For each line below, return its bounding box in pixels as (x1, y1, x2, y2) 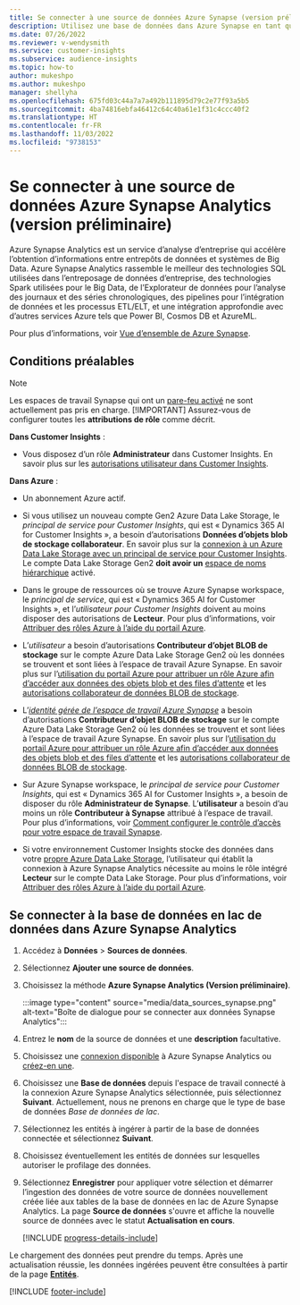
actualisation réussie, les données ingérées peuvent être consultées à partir (9, 1259, 288, 1270)
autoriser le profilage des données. (21, 1160, 152, 1171)
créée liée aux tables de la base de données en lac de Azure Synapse (21, 1196, 279, 1208)
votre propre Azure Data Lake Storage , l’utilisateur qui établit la (21, 853, 254, 864)
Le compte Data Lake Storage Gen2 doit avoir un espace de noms (21, 557, 266, 568)
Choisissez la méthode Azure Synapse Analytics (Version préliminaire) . (21, 980, 291, 991)
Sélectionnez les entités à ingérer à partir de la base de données (21, 1123, 260, 1134)
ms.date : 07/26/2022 (9, 30, 87, 38)
